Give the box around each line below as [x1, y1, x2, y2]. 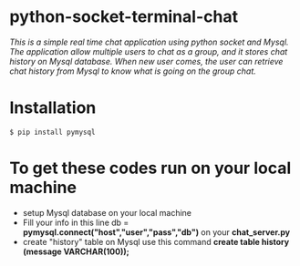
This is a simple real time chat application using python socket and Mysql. [9, 36, 289, 47]
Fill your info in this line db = [22, 217, 129, 228]
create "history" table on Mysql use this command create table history [22, 236, 290, 247]
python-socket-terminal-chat [9, 6, 239, 27]
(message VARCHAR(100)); [22, 246, 129, 257]
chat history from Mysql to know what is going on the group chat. [9, 66, 257, 77]
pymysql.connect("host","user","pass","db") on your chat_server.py [22, 226, 290, 238]
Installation [9, 97, 97, 118]
